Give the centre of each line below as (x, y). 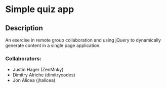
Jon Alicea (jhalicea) (34, 80)
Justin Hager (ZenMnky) (38, 70)
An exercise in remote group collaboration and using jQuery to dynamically (83, 40)
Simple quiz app (40, 9)
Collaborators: (23, 58)
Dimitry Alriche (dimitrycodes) (44, 75)
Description (24, 28)
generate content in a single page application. (53, 46)
